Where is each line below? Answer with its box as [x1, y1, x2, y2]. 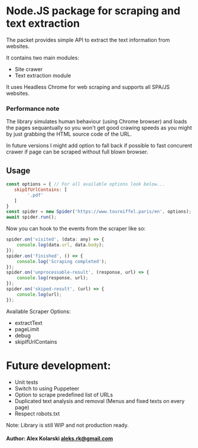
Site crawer [14, 65, 43, 72]
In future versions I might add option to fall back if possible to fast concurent [6, 142, 193, 149]
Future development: [6, 359, 111, 372]
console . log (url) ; [17, 292, 62, 297]
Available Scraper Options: [6, 308, 71, 315]
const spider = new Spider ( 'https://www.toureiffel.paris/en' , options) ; [6, 209, 192, 215]
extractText [14, 319, 43, 327]
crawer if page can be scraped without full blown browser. [6, 148, 149, 155]
